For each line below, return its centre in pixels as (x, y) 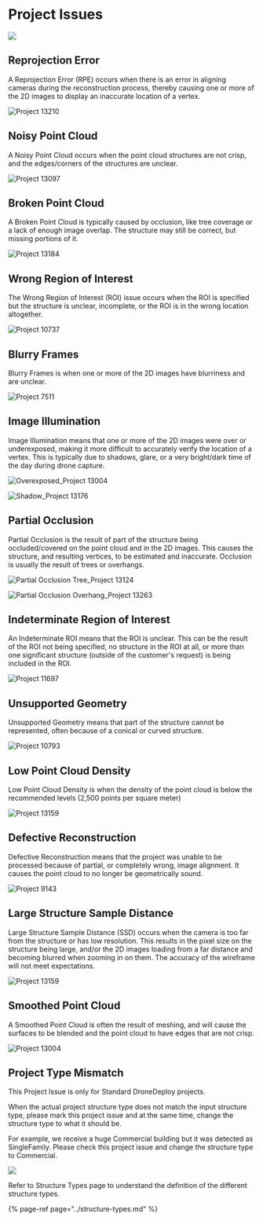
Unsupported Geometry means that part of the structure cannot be (116, 722)
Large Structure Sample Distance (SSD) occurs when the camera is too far (128, 932)
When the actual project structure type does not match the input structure (128, 1107)
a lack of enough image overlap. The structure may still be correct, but (122, 230)
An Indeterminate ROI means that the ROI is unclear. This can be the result (128, 639)
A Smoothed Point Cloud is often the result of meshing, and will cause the (127, 1025)
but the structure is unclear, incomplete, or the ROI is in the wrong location (128, 306)
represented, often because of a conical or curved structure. (106, 731)
